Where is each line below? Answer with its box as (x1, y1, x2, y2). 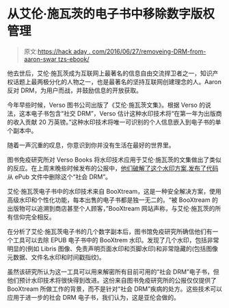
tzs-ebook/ (57, 55, 90, 63)
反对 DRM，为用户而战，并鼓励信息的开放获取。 (7, 86, 142, 94)
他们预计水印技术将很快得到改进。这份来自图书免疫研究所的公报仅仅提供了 (7, 276, 217, 284)
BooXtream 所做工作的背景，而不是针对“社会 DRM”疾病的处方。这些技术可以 (7, 285, 223, 293)
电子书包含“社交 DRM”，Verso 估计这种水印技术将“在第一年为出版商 (30, 109, 222, 117)
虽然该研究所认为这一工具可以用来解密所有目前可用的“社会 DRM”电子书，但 (7, 268, 220, 276)
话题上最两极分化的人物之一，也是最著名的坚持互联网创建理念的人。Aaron (12, 77, 222, 86)
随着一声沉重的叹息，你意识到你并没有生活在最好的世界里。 (7, 141, 175, 149)
